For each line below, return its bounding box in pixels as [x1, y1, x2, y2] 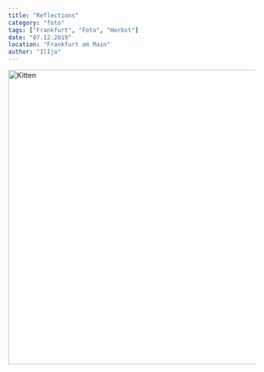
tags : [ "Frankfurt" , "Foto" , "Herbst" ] [8, 26, 139, 34]
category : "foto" [8, 19, 65, 27]
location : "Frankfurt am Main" [8, 41, 111, 49]
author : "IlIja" [8, 48, 61, 56]
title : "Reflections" [8, 11, 79, 20]
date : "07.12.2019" [8, 33, 72, 42]
